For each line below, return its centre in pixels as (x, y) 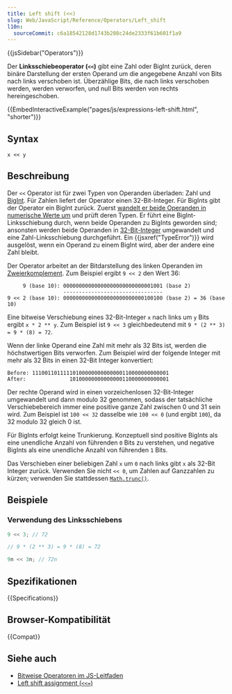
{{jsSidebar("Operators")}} (45, 53)
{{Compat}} (24, 637)
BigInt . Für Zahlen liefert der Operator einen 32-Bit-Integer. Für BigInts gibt (114, 200)
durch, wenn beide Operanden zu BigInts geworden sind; (135, 222)
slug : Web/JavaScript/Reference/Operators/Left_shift (87, 20)
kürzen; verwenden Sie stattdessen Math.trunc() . (78, 478)
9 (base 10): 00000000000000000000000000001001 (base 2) (107, 286)
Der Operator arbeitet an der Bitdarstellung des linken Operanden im (105, 265)
